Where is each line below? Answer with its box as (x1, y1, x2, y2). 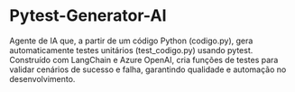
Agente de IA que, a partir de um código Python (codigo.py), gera (9, 35, 254, 46)
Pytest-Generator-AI (9, 5, 167, 26)
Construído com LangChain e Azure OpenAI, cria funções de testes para (9, 54, 279, 65)
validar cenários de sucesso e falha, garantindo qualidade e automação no (9, 64, 287, 75)
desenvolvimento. (9, 73, 76, 84)
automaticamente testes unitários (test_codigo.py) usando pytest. (9, 44, 254, 55)
